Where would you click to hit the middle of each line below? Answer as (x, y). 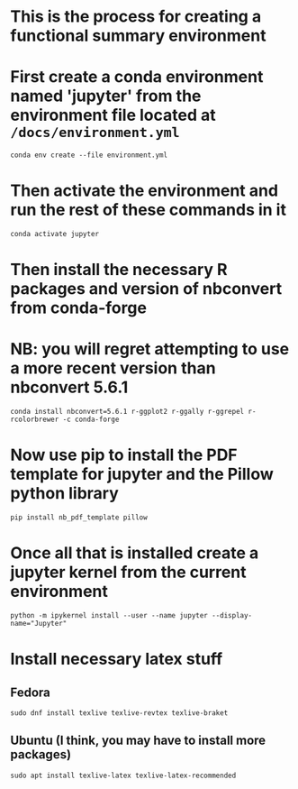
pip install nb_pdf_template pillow (79, 518)
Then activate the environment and (144, 191)
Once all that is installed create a (135, 553)
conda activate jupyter (55, 234)
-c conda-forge (91, 420)
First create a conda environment (137, 77)
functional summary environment (138, 36)
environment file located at (113, 115)
